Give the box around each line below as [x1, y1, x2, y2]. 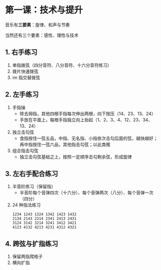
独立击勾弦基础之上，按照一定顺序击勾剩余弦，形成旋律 [19, 154, 132, 159]
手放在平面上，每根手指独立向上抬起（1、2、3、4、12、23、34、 [19, 116, 153, 122]
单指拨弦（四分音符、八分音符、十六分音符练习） [12, 62, 112, 68]
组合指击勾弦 [12, 148, 38, 154]
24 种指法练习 [12, 202, 41, 208]
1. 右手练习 [5, 48, 38, 57]
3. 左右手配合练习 [5, 169, 58, 178]
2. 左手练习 [5, 90, 39, 99]
